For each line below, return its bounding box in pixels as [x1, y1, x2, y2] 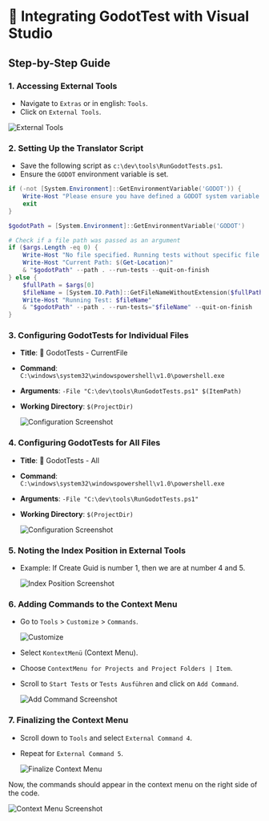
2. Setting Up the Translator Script [8, 142, 144, 153]
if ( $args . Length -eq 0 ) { [8, 244, 98, 252]
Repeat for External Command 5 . [19, 748, 124, 758]
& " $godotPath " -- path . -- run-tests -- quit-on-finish [22, 266, 210, 274]
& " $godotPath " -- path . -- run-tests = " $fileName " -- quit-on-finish [22, 303, 253, 311]
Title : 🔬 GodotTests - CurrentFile [19, 348, 128, 358]
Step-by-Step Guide [8, 56, 110, 70]
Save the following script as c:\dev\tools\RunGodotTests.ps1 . [19, 161, 223, 171]
